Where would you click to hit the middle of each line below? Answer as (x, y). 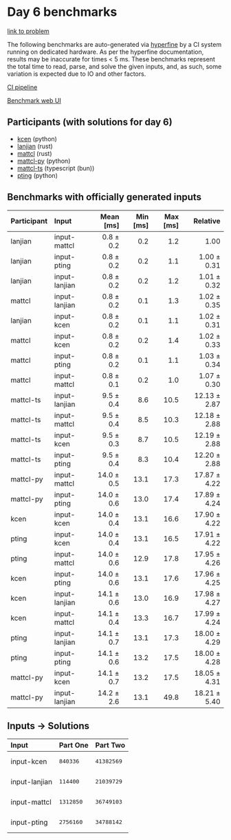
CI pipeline (22, 87)
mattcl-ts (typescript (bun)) (56, 168)
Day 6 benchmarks (62, 12)
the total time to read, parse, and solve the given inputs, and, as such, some (114, 66)
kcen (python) (37, 139)
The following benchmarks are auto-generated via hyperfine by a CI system (114, 44)
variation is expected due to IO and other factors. (77, 74)
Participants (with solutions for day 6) (90, 122)
